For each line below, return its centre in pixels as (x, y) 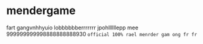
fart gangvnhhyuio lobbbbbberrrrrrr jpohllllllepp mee (72, 28)
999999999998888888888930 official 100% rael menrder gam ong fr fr (102, 34)
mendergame (41, 11)
